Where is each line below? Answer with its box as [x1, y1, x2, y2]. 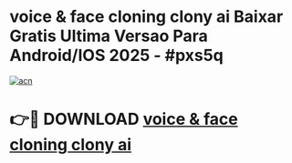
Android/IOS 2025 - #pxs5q [9, 46, 224, 66]
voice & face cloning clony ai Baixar [9, 6, 284, 27]
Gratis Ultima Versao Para [9, 25, 208, 46]
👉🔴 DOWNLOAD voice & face [9, 109, 239, 129]
